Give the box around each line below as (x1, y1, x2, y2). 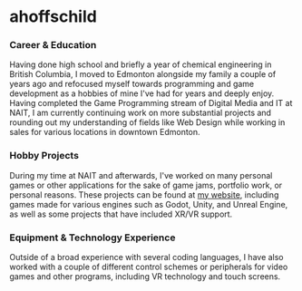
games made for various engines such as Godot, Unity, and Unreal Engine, (9, 199, 288, 209)
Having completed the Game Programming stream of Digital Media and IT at (9, 98, 293, 109)
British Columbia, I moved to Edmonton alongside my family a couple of (9, 69, 277, 80)
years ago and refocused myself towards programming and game (9, 79, 255, 90)
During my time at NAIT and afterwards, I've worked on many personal (9, 170, 273, 180)
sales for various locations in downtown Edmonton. (9, 127, 201, 138)
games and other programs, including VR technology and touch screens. (9, 271, 281, 282)
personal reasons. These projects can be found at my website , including (9, 189, 279, 200)
